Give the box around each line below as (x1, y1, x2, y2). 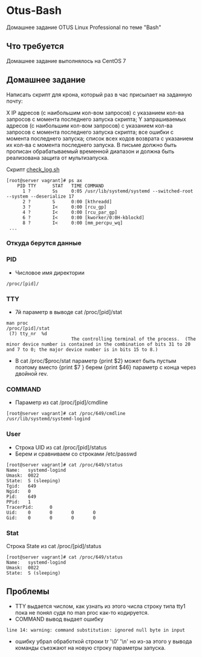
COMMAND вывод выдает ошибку (15, 615, 104, 623)
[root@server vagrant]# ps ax (6, 177, 83, 183)
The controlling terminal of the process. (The (71, 336, 197, 342)
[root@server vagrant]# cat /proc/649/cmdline (6, 411, 126, 417)
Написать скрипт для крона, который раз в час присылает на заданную (6, 91, 192, 98)
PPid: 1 (6, 498, 31, 505)
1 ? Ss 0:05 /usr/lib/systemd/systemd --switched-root (22, 188, 194, 194)
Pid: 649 (6, 494, 36, 500)
